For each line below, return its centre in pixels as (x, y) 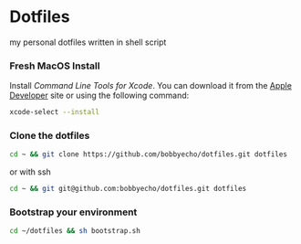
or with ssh (31, 172)
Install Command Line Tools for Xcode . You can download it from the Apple (150, 86)
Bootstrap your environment (73, 212)
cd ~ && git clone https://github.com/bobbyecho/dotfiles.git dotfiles (148, 154)
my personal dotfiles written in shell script (88, 42)
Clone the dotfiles (50, 136)
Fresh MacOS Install (55, 66)
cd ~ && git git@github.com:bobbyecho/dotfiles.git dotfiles (128, 189)
